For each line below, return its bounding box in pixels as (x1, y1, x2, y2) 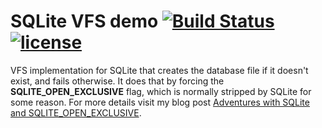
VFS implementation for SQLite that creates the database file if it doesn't (10, 64, 309, 76)
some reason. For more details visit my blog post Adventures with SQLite (10, 96, 310, 108)
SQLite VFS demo (10, 10, 159, 33)
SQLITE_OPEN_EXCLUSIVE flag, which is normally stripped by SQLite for (10, 85, 312, 97)
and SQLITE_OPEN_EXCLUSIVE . (10, 106, 142, 119)
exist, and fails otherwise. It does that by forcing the (10, 75, 225, 87)
